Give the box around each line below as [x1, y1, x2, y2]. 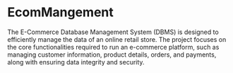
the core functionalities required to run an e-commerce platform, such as [7, 43, 220, 51]
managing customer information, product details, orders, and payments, [7, 50, 217, 59]
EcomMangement [7, 4, 114, 21]
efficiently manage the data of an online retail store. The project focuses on [7, 35, 227, 43]
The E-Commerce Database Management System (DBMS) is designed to [7, 28, 219, 36]
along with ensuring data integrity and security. [7, 57, 145, 66]
